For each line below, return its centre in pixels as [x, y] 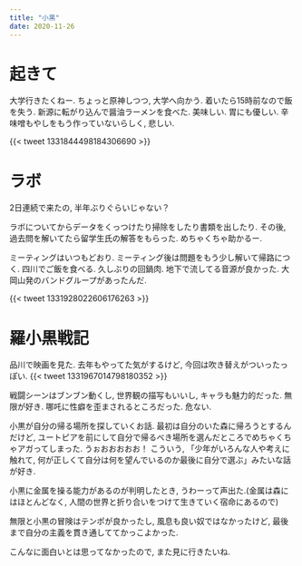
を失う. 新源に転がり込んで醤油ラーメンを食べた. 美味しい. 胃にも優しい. [144, 112]
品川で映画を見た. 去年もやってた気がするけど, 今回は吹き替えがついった [145, 365]
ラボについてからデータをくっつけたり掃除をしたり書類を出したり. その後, [148, 227]
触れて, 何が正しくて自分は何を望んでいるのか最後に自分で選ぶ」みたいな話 [151, 460]
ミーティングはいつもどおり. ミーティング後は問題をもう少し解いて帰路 [142, 258]
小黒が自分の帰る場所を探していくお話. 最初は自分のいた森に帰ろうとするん [151, 426]
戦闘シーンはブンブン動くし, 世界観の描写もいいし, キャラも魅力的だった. [146, 395]
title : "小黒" [35, 18]
